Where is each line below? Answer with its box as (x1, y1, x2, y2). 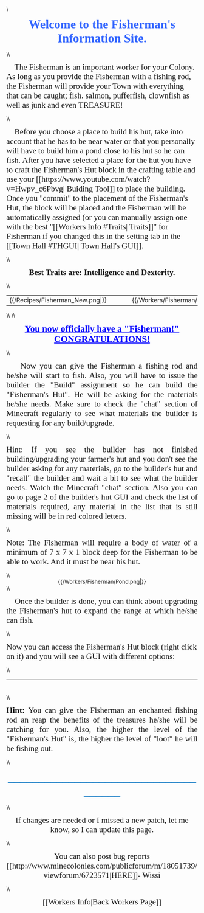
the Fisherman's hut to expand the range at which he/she (6, 606, 198, 616)
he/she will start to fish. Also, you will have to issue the (6, 370, 198, 380)
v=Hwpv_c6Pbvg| (6, 184, 65, 193)
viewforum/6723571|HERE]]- (43, 870, 141, 880)
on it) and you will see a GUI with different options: (6, 651, 175, 661)
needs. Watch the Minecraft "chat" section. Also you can (6, 483, 198, 492)
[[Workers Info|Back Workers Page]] (42, 897, 162, 907)
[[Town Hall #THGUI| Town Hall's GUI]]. (6, 241, 144, 251)
